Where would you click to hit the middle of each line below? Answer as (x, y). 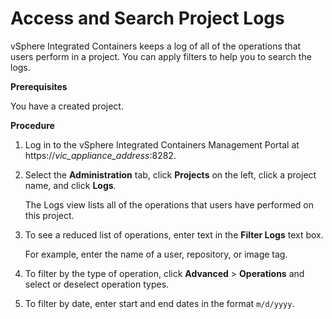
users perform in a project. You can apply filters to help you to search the (161, 56)
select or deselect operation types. (97, 284)
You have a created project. (67, 106)
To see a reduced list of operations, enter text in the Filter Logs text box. (174, 234)
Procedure (32, 125)
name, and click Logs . (70, 185)
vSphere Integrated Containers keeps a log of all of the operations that (156, 46)
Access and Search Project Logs (147, 18)
